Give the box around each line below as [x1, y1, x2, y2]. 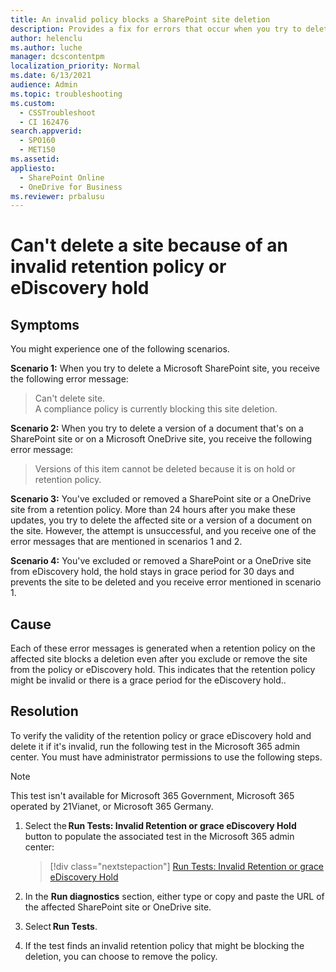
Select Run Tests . [24, 920, 98, 932]
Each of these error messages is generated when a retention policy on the [10, 642, 316, 655]
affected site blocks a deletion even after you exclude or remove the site [10, 653, 308, 665]
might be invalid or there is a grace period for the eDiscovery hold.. [10, 674, 287, 686]
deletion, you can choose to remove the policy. [24, 950, 218, 962]
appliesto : [10, 163, 56, 173]
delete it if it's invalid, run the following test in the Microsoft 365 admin [10, 740, 301, 752]
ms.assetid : [10, 154, 60, 164]
